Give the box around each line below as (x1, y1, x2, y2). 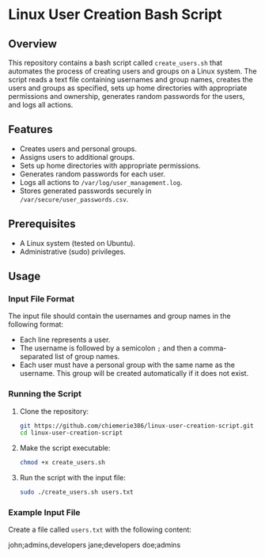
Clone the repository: (19, 406, 89, 416)
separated (19, 352, 54, 362)
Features (8, 123, 53, 136)
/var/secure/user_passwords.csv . (19, 194, 129, 203)
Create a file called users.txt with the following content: (8, 525, 192, 535)
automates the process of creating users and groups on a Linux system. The (8, 66, 257, 76)
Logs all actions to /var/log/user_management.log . (19, 177, 183, 187)
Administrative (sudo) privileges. (19, 247, 127, 256)
